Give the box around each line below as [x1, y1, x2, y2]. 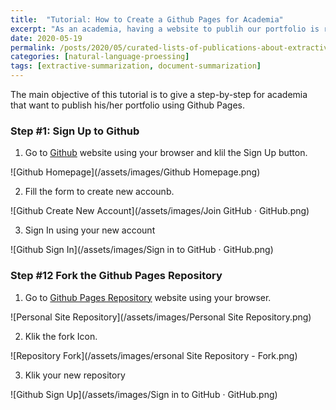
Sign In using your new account [24, 224, 156, 236]
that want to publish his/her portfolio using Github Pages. [10, 99, 245, 111]
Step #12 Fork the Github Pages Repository [10, 269, 223, 283]
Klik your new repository [24, 369, 126, 381]
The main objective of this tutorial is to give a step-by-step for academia [10, 89, 308, 100]
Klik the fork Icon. [24, 330, 98, 342]
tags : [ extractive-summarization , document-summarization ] [10, 61, 262, 71]
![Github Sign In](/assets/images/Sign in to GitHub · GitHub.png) [10, 244, 274, 256]
